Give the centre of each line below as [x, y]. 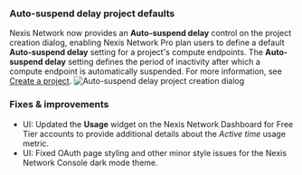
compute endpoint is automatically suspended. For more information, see [146, 71]
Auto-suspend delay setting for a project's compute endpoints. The [137, 52]
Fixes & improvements [59, 105]
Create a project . [41, 81]
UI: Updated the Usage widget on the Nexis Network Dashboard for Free [158, 124]
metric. [36, 143]
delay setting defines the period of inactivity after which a [152, 62]
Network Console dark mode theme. [90, 162]
